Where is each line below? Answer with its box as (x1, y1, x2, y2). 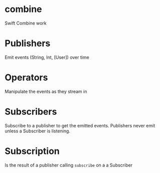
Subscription (5, 145, 60, 156)
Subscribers (5, 106, 57, 117)
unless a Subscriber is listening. (5, 128, 71, 134)
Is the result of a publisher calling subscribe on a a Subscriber (5, 162, 133, 168)
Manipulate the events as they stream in (5, 88, 87, 94)
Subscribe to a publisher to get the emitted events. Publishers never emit (5, 122, 155, 128)
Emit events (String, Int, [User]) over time (5, 54, 90, 60)
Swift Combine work (5, 20, 47, 26)
